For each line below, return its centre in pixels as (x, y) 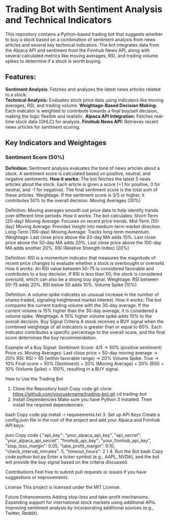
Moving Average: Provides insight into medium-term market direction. (89, 227)
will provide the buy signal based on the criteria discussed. (67, 462)
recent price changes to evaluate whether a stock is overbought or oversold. (85, 263)
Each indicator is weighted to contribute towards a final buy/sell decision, (82, 110)
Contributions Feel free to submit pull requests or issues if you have (76, 472)
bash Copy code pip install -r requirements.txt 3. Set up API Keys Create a (83, 415)
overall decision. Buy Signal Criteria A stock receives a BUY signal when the (84, 322)
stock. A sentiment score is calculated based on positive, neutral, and (78, 174)
